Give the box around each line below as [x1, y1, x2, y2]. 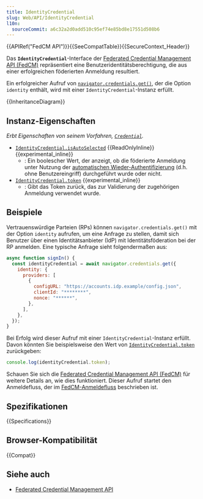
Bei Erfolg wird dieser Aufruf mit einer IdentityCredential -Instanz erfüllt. [6, 335, 191, 342]
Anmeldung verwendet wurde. [24, 189, 101, 197]
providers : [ [22, 272, 56, 278]
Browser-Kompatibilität [6, 435, 98, 446]
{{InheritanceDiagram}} [6, 98, 65, 105]
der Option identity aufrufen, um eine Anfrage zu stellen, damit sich [6, 230, 179, 237]
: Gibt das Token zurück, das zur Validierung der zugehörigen [24, 183, 179, 191]
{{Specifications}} [6, 417, 52, 425]
